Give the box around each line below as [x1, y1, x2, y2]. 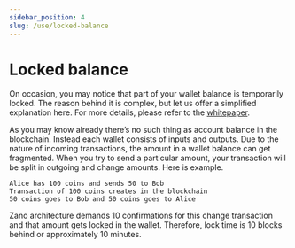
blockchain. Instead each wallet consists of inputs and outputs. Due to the [9, 134, 279, 144]
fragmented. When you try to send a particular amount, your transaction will [9, 152, 286, 164]
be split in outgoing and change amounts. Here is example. [9, 162, 224, 173]
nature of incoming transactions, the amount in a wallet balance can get [9, 143, 271, 154]
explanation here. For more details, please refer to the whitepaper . [9, 107, 251, 118]
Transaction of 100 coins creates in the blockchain [9, 187, 208, 196]
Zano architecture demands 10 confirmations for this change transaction [9, 210, 273, 221]
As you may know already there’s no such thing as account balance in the [9, 125, 277, 136]
